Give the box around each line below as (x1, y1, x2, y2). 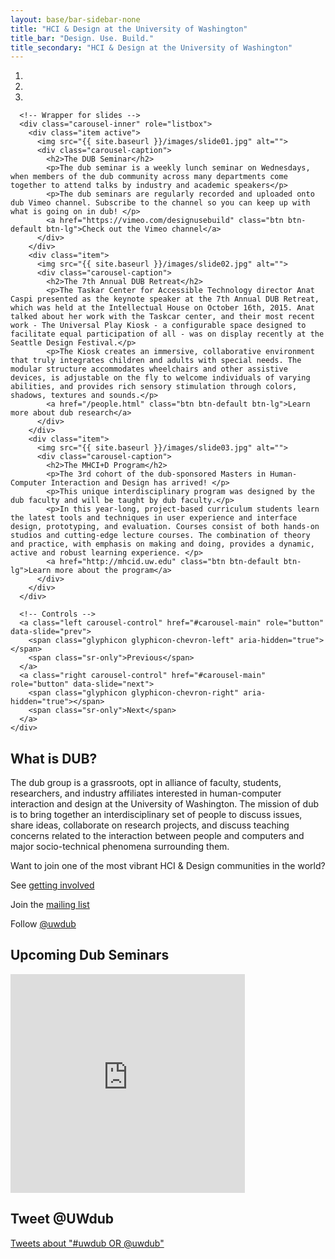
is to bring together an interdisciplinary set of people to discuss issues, (10, 809, 303, 821)
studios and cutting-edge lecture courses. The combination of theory (10, 531, 311, 541)
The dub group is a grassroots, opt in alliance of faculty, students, (10, 777, 282, 789)
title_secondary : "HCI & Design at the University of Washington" (10, 42, 293, 53)
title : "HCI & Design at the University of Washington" (10, 24, 248, 34)
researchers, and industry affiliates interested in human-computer (10, 787, 282, 800)
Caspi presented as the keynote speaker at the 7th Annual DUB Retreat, (10, 294, 320, 305)
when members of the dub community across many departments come (10, 172, 288, 182)
